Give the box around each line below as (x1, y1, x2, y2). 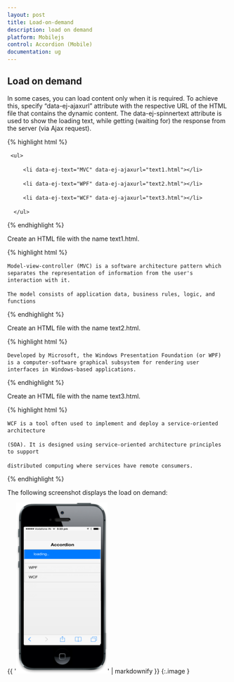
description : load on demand (7, 26, 93, 33)
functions (7, 298, 37, 305)
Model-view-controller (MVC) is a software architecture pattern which (7, 263, 221, 270)
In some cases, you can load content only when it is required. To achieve (7, 94, 219, 102)
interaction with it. (7, 277, 71, 284)
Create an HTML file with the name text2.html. (7, 324, 141, 332)
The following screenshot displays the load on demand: (7, 488, 168, 496)
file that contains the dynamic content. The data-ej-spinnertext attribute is (7, 109, 222, 118)
